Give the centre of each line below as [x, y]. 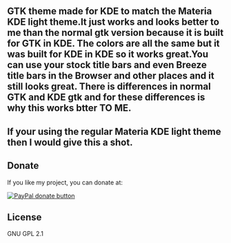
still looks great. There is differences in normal [109, 86]
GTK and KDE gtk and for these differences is [106, 97]
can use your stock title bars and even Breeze [107, 65]
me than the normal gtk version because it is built [115, 33]
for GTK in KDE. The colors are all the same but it [113, 44]
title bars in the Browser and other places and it [111, 76]
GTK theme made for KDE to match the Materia [110, 11]
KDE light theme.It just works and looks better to [113, 22]
